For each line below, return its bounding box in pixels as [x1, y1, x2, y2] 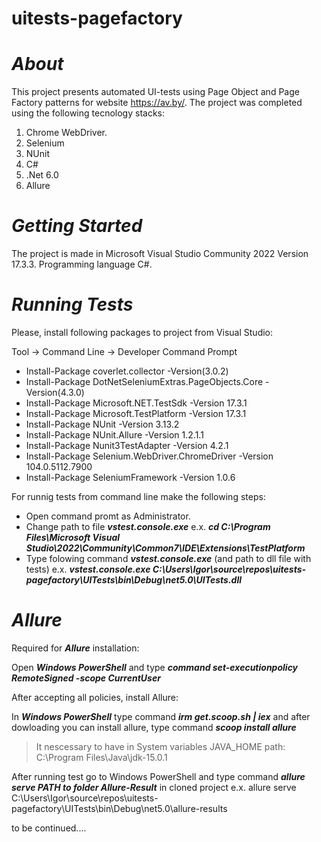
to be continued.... [11, 822, 87, 834]
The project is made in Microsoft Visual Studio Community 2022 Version [11, 248, 309, 260]
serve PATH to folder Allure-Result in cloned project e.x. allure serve [11, 781, 297, 793]
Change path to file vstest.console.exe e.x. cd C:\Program [25, 521, 271, 532]
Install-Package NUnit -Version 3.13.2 [25, 418, 180, 430]
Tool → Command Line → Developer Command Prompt [11, 346, 238, 357]
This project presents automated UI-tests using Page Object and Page [11, 86, 300, 98]
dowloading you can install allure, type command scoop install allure [11, 721, 297, 733]
